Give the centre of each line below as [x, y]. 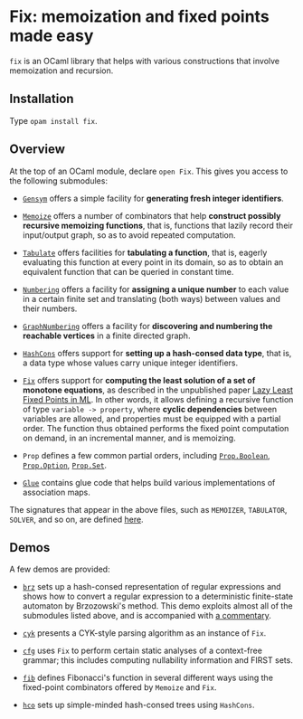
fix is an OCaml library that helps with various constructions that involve [145, 61]
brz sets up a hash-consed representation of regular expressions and [152, 587]
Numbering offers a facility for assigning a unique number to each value [156, 289]
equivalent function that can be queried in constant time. [128, 271]
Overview [38, 150]
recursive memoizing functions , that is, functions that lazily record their [158, 225]
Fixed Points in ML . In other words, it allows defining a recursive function [158, 399]
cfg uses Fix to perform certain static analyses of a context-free [142, 651]
